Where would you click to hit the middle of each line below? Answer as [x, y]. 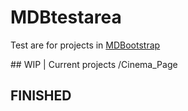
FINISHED [41, 96]
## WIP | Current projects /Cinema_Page [94, 64]
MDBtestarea [66, 17]
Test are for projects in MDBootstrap [85, 45]
